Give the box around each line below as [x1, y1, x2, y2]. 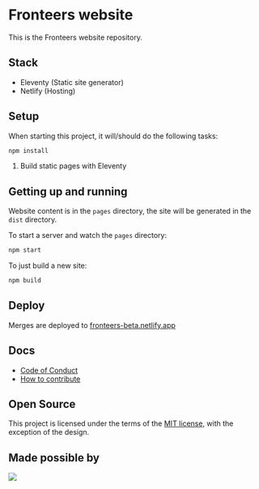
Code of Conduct [19, 365, 79, 375]
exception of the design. [8, 427, 90, 437]
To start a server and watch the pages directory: [8, 231, 168, 240]
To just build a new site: [8, 261, 87, 270]
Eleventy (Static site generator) [19, 77, 124, 87]
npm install [8, 147, 49, 155]
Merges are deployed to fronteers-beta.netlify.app [8, 320, 176, 330]
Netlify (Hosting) [19, 86, 76, 96]
